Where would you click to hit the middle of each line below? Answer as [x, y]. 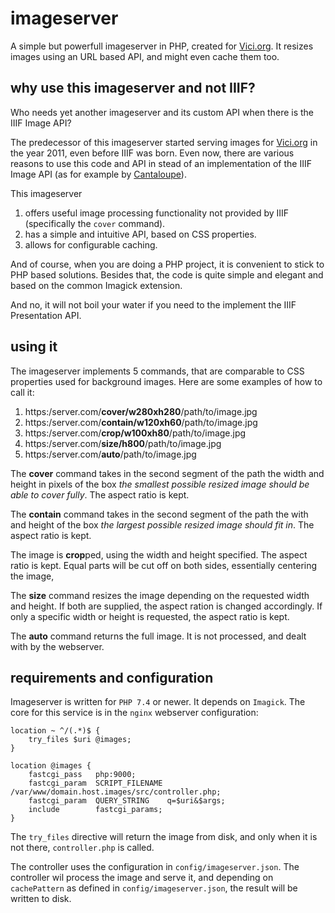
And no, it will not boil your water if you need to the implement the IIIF [153, 304]
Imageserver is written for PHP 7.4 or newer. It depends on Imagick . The [158, 702]
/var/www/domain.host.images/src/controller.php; [116, 792]
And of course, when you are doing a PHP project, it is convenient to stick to [167, 264]
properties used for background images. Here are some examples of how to [166, 381]
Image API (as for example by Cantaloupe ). [98, 174]
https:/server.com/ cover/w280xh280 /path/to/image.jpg [141, 411]
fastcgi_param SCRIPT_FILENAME [95, 783]
